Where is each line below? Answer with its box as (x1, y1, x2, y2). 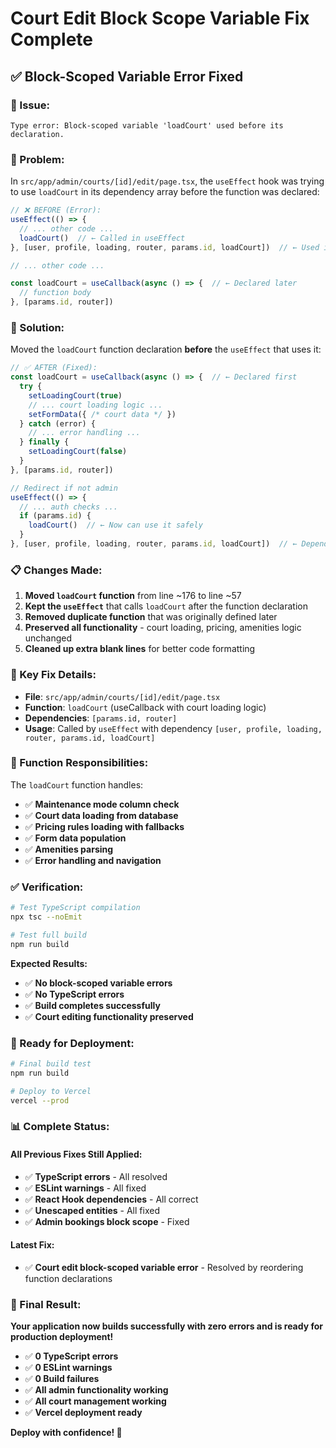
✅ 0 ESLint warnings (24, 1362, 113, 1374)
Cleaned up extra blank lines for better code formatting (24, 643, 256, 655)
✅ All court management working (24, 1395, 167, 1407)
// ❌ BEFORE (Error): (10, 205, 102, 216)
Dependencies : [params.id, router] (24, 712, 178, 724)
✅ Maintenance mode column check (24, 798, 180, 810)
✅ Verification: (10, 880, 84, 894)
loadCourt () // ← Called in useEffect (19, 233, 186, 243)
